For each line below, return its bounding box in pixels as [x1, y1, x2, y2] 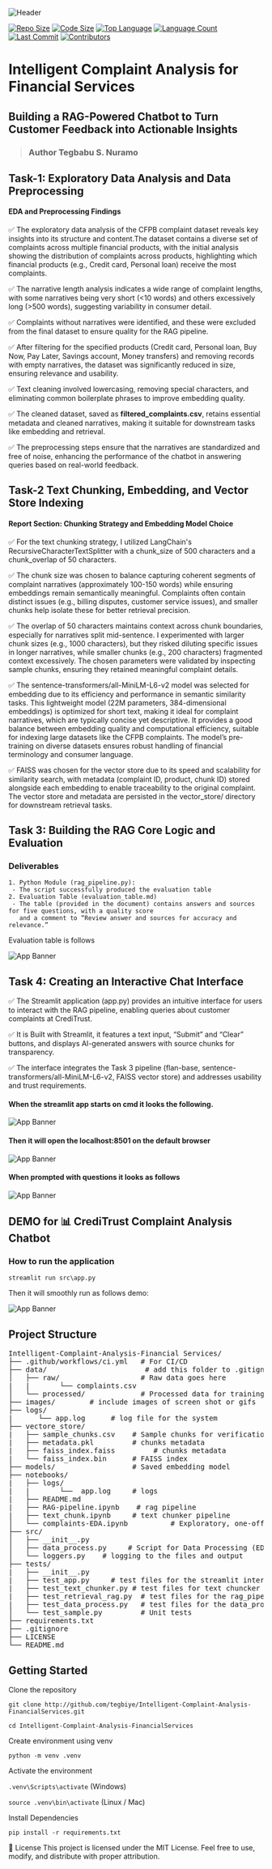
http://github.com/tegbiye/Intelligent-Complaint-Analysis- [44, 1701, 252, 1709]
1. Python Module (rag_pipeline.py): [8, 879, 136, 887]
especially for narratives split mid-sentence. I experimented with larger [8, 630, 244, 640]
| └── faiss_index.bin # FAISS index [8, 1454, 189, 1463]
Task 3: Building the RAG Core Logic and [8, 824, 216, 837]
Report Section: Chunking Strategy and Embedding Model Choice [8, 519, 233, 529]
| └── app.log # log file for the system [8, 1414, 219, 1423]
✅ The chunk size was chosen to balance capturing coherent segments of [8, 570, 257, 580]
